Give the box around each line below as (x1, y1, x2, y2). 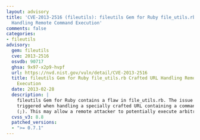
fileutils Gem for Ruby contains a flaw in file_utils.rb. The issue (17, 97, 193, 103)
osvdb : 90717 (11, 58, 44, 64)
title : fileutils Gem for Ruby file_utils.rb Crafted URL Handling (11, 75, 183, 81)
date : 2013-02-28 (11, 86, 55, 92)
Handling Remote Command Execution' (11, 20, 102, 26)
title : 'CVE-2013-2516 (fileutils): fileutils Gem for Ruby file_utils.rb (6, 14, 196, 20)
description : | (11, 92, 49, 98)
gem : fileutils (11, 48, 49, 54)
